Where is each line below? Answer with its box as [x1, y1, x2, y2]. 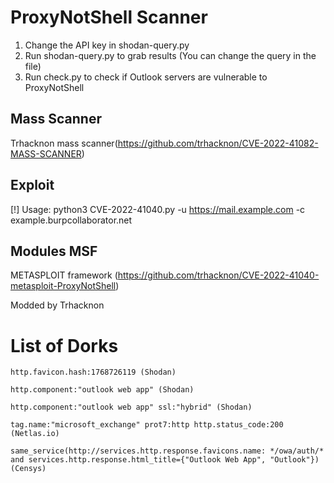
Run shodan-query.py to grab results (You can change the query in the [24, 49, 317, 61]
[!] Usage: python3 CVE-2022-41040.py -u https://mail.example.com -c [10, 203, 306, 215]
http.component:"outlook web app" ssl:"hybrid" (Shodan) [10, 402, 253, 413]
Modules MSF [10, 242, 98, 260]
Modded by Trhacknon [10, 299, 105, 311]
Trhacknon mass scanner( [10, 137, 118, 149]
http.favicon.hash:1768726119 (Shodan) [10, 367, 177, 378]
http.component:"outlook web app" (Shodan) [10, 385, 195, 395]
